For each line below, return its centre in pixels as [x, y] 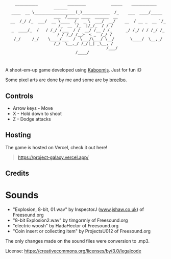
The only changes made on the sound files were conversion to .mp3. [77, 241]
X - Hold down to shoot [37, 114]
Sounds [22, 195]
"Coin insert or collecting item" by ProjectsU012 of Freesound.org [82, 231]
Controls [19, 96]
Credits [17, 173]
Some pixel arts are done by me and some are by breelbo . [66, 80]
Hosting [18, 135]
